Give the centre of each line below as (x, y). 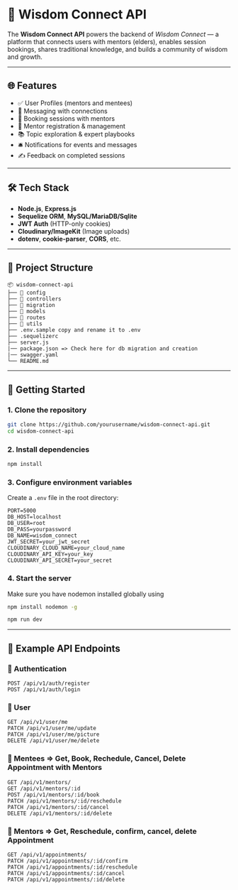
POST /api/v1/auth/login (44, 690)
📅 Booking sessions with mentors (66, 118)
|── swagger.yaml (33, 355)
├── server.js (28, 343)
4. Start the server (40, 578)
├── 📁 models (27, 312)
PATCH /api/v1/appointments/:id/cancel (66, 873)
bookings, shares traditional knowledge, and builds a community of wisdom (118, 49)
